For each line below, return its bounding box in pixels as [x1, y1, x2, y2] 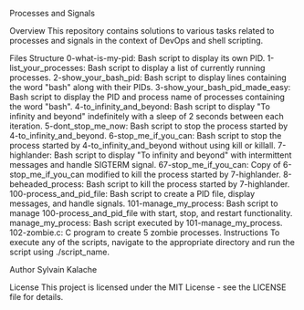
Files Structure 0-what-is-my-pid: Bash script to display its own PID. [9, 53, 266, 63]
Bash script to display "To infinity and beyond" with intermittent [54, 150, 292, 160]
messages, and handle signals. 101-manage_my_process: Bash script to [9, 198, 278, 209]
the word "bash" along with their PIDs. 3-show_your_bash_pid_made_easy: [9, 82, 291, 92]
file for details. [9, 292, 64, 302]
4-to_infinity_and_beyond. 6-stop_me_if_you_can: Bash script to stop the [9, 130, 282, 140]
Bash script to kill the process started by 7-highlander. [86, 179, 290, 190]
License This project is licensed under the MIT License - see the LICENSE [9, 282, 287, 293]
